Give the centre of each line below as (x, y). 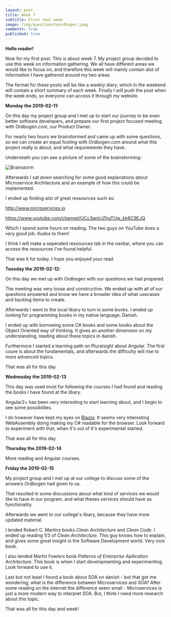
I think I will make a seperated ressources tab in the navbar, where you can (84, 244)
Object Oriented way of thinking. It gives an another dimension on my (79, 330)
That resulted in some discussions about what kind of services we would (82, 493)
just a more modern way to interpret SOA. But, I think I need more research (84, 593)
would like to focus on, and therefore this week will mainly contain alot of (82, 69)
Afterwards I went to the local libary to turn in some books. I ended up (79, 310)
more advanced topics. (30, 357)
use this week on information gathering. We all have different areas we (80, 64)
